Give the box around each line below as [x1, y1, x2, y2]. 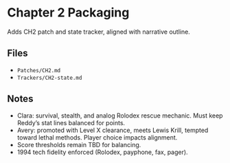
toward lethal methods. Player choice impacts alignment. [16, 133, 178, 142]
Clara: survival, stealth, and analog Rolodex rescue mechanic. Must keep [16, 111, 223, 120]
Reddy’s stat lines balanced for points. [16, 118, 126, 127]
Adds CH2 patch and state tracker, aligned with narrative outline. [7, 28, 190, 36]
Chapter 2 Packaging [7, 5, 130, 21]
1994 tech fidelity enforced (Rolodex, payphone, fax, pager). [16, 148, 188, 156]
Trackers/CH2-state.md [16, 74, 82, 81]
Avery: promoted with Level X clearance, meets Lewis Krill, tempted [16, 126, 209, 134]
